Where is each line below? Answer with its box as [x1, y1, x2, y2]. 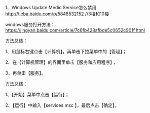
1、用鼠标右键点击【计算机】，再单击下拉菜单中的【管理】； [5, 49, 127, 54]
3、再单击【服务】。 [5, 70, 46, 76]
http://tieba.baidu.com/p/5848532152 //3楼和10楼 [5, 11, 109, 17]
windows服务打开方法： [5, 22, 55, 27]
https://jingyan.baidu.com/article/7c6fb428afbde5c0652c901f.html [5, 27, 145, 33]
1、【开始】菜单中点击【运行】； [5, 92, 69, 97]
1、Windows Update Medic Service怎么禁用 [5, 5, 97, 10]
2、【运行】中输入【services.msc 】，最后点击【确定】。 [5, 102, 120, 108]
